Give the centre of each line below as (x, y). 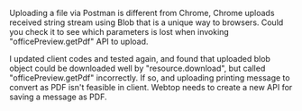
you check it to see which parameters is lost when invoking (119, 32)
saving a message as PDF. (58, 97)
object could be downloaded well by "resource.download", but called (137, 68)
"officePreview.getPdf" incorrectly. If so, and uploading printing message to (150, 78)
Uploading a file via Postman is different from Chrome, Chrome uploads (142, 13)
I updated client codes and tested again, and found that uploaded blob (140, 59)
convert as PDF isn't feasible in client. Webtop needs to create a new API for (151, 87)
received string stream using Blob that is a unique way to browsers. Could (146, 22)
